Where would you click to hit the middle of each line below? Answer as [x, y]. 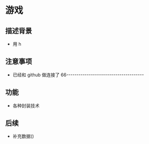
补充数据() [23, 136]
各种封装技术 [26, 105]
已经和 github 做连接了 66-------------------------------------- [78, 75]
